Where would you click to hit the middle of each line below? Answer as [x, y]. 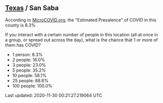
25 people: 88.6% [30, 80]
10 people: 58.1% [29, 75]
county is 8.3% [20, 25]
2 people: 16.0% [28, 60]
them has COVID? [23, 45]
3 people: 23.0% [29, 65]
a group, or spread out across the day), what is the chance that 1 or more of [81, 40]
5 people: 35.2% [29, 70]
